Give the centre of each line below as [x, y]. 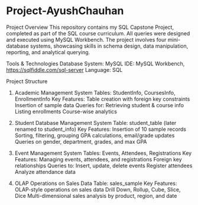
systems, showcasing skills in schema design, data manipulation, [109, 46]
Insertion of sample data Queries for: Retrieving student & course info [99, 105]
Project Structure [27, 81]
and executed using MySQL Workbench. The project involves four [86, 39]
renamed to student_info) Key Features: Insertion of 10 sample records [100, 129]
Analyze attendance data [45, 171]
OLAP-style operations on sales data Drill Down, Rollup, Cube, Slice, [98, 189]
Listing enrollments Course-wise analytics [66, 111]
